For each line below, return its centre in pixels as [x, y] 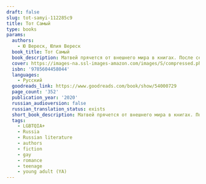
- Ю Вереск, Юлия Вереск [49, 47]
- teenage [30, 166]
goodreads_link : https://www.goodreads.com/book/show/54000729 [94, 86]
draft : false [23, 12]
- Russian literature [45, 138]
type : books [21, 29]
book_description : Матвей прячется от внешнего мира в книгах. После [102, 58]
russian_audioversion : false [49, 103]
